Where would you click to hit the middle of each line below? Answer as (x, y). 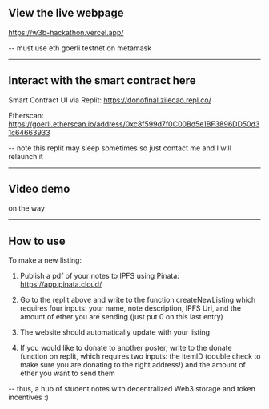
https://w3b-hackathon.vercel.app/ (66, 32)
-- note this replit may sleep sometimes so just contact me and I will (120, 148)
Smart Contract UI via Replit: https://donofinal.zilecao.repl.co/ (110, 100)
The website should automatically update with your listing (115, 332)
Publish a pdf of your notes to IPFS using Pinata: (100, 276)
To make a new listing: (45, 260)
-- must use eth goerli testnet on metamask (80, 48)
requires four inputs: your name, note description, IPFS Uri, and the (130, 308)
